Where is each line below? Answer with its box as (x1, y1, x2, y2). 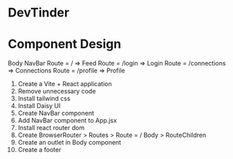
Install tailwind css (17, 94, 71, 103)
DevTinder (8, 5, 70, 21)
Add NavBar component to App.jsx (17, 116, 117, 125)
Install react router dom (17, 124, 85, 132)
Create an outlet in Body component (17, 138, 122, 147)
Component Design (8, 36, 122, 52)
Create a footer (17, 146, 62, 154)
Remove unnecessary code (17, 87, 96, 96)
